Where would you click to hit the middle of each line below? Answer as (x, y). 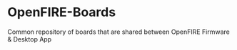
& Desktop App (30, 39)
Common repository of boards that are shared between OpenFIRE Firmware (119, 32)
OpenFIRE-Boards (62, 12)
